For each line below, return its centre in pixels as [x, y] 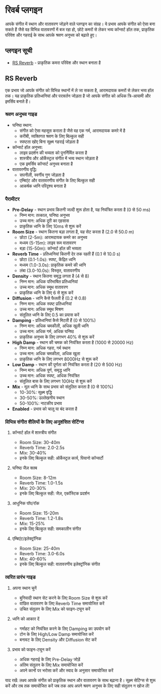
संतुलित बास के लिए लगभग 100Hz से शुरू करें [56, 381]
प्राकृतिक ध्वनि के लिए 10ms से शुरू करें [50, 226]
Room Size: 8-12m [38, 478]
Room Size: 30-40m [40, 443]
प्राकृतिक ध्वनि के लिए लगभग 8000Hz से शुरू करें [59, 359]
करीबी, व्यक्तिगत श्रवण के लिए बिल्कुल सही [52, 136]
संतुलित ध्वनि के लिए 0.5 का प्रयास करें [49, 315]
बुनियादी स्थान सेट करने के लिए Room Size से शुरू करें [63, 598]
